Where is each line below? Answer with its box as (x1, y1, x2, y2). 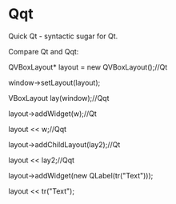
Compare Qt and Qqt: (8, 46, 79, 56)
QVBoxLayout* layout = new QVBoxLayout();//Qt (8, 62, 168, 72)
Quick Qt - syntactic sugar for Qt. (8, 31, 118, 41)
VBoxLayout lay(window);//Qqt (8, 93, 110, 102)
